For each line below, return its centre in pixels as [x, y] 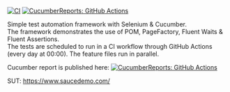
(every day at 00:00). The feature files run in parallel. [83, 54]
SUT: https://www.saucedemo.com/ [59, 81]
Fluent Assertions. [33, 39]
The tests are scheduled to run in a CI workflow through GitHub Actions [110, 46]
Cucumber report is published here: [59, 67]
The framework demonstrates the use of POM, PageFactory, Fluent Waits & [115, 32]
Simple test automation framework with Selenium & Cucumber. [97, 24]
